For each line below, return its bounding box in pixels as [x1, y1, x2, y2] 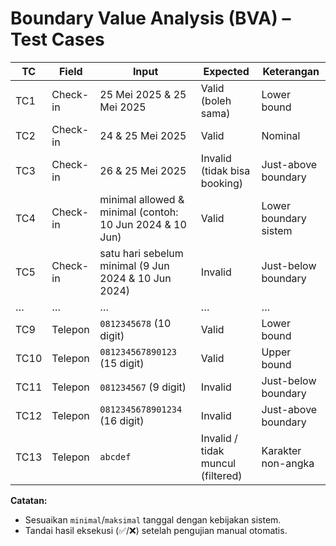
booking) [200, 176, 243, 190]
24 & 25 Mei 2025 [99, 128, 187, 142]
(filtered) [200, 468, 243, 482]
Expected [203, 64, 250, 78]
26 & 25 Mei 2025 [99, 163, 187, 177]
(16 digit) [99, 413, 145, 427]
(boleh [200, 93, 232, 107]
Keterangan [262, 64, 320, 78]
